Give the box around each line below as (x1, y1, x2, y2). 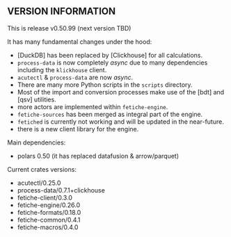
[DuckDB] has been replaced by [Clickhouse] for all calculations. (17, 51, 203, 59)
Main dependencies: (7, 138, 66, 147)
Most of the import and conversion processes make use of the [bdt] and (17, 88, 225, 96)
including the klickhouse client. (17, 65, 107, 74)
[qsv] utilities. (17, 95, 57, 104)
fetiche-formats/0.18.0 (17, 208, 81, 216)
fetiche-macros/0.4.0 (17, 222, 79, 231)
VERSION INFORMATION (7, 6, 116, 17)
